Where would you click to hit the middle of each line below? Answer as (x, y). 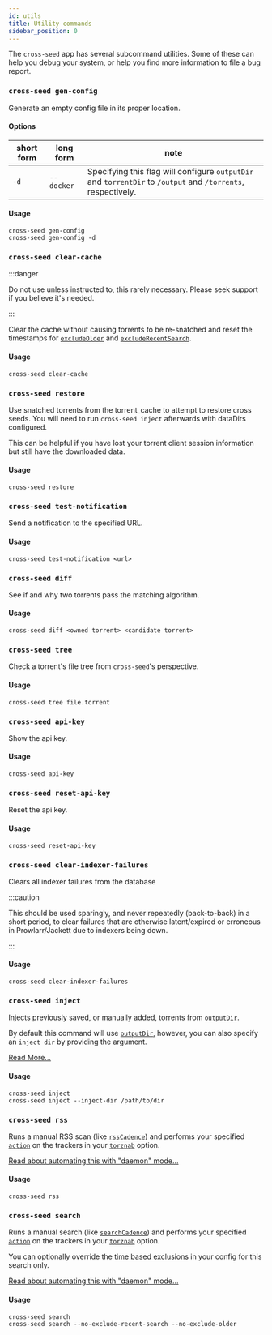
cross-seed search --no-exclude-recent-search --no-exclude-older (123, 1324)
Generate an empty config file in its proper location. (94, 108)
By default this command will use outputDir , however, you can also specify (134, 1033)
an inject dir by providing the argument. (78, 1042)
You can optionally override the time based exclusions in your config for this (135, 1256)
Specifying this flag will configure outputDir (171, 171)
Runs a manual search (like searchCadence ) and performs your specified (127, 1232)
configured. (28, 427)
